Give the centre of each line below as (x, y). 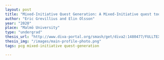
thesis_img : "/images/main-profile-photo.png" (53, 41)
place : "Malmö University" (32, 28)
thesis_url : (17, 37)
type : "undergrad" (24, 32)
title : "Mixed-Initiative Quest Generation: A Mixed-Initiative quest (78, 14)
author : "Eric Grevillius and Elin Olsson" (50, 19)
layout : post (18, 10)
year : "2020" (18, 23)
